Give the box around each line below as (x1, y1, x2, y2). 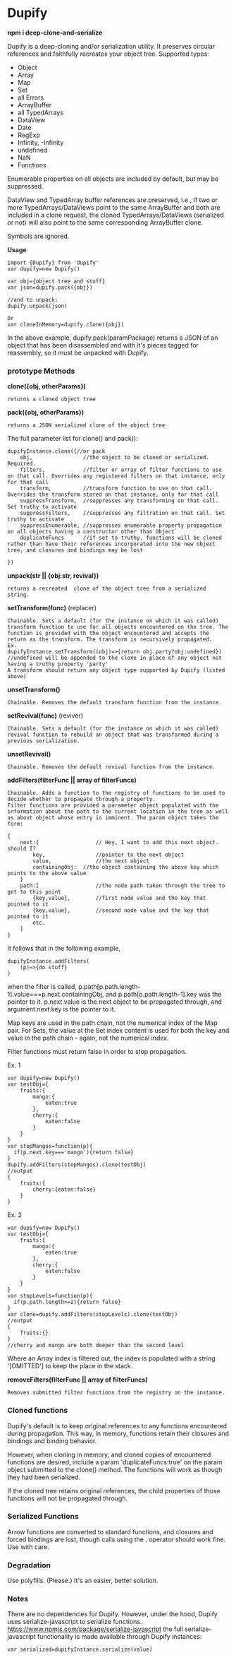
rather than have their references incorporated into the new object (7, 540, 216, 548)
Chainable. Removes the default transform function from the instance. (7, 699, 222, 706)
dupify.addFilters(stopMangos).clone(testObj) (7, 1161, 147, 1168)
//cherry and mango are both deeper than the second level (7, 1342, 185, 1349)
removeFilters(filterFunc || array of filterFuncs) (7, 1375, 148, 1384)
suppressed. (7, 182, 44, 190)
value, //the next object (32, 858, 150, 865)
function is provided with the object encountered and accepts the (7, 630, 210, 637)
